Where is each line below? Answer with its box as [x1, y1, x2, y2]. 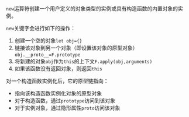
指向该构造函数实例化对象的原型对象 [14, 90, 102, 97]
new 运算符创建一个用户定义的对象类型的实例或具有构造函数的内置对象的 [6, 5, 178, 12]
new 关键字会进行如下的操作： [6, 25, 76, 31]
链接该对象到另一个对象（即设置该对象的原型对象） [14, 44, 138, 51]
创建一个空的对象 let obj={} [14, 37, 83, 44]
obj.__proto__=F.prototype [14, 52, 81, 58]
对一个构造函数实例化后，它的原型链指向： [6, 77, 109, 84]
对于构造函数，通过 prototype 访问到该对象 [14, 97, 116, 104]
